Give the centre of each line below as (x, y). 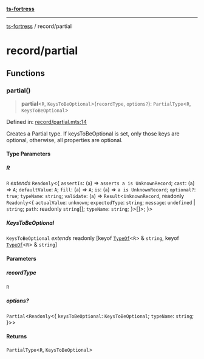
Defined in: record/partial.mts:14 (46, 121)
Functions (26, 73)
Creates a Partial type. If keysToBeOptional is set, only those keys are (93, 134)
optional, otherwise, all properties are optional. (65, 140)
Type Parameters (29, 154)
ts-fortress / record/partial (39, 26)
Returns (17, 336)
